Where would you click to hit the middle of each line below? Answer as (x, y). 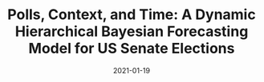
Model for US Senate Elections (132, 49)
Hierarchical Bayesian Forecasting (132, 31)
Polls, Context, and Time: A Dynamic (132, 15)
